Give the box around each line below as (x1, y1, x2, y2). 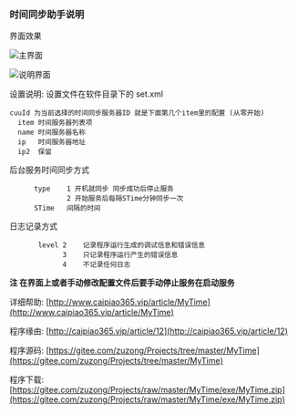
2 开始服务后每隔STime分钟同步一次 (67, 194, 184, 203)
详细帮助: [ (9, 296, 50, 307)
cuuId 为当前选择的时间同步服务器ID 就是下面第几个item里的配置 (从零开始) (9, 109, 265, 118)
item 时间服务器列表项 (17, 119, 93, 128)
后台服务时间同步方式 (9, 164, 89, 175)
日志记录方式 (9, 221, 57, 232)
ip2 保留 (17, 148, 52, 157)
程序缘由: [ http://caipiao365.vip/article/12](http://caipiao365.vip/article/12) (9, 326, 289, 336)
